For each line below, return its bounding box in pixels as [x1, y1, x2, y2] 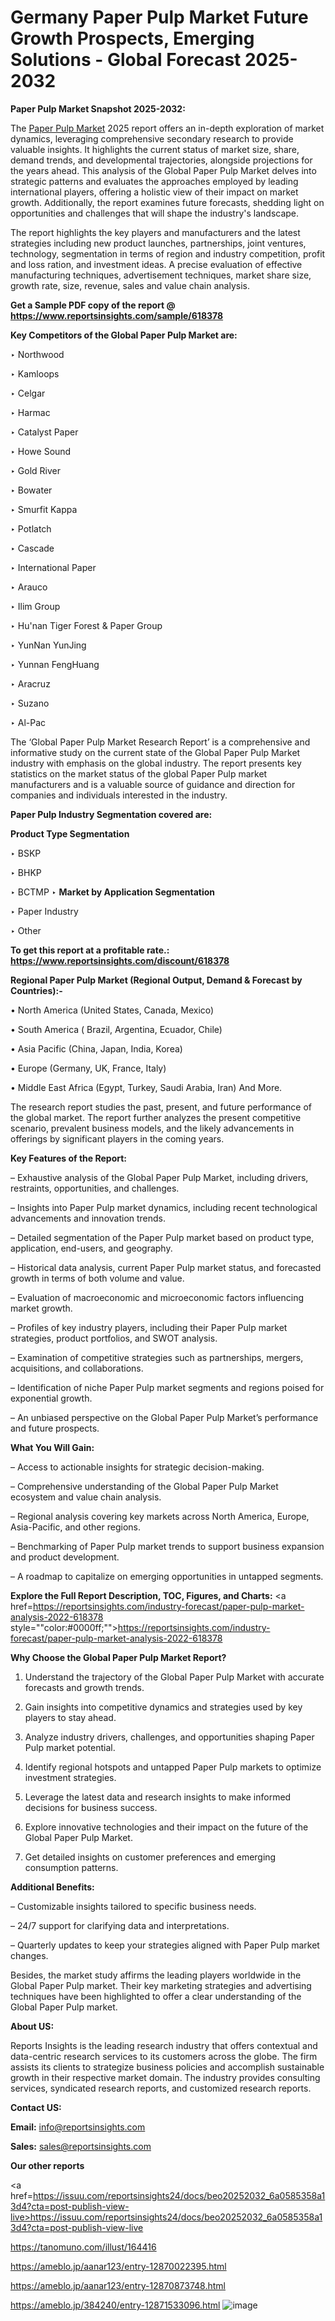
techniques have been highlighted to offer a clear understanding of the [10, 1990, 302, 2002]
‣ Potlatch [10, 522, 52, 535]
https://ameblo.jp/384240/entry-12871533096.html [10, 2299, 221, 2311]
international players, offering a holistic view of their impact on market [10, 186, 299, 198]
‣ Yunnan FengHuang [10, 658, 100, 670]
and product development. [10, 1551, 120, 1563]
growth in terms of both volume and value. [10, 1272, 185, 1284]
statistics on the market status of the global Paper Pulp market [10, 767, 268, 780]
